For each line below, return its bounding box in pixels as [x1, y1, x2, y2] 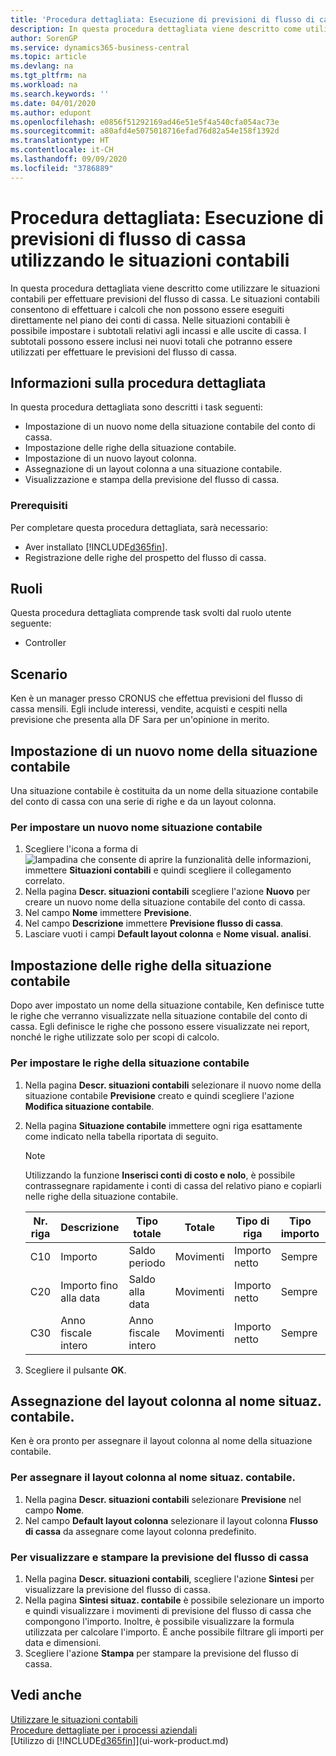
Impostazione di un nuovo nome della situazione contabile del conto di [24, 421, 316, 433]
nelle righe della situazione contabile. [24, 1190, 179, 1202]
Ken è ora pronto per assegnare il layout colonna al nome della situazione [10, 1435, 313, 1447]
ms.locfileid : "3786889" [10, 163, 114, 173]
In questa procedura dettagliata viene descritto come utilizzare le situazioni [10, 282, 320, 294]
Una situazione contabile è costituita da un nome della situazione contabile [10, 785, 319, 797]
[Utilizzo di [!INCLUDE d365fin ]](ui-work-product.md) [10, 1734, 229, 1746]
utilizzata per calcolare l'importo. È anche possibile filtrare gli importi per [24, 1626, 325, 1638]
